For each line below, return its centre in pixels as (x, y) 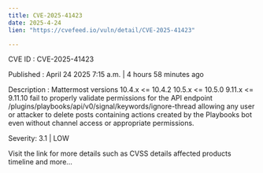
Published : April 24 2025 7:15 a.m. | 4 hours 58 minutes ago (106, 75)
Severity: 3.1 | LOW (39, 138)
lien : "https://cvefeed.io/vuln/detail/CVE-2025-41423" (102, 30)
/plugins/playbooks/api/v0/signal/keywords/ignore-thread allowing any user (131, 106)
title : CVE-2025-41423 (45, 15)
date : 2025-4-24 (35, 23)
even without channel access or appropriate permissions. (101, 123)
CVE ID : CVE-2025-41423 (51, 59)
